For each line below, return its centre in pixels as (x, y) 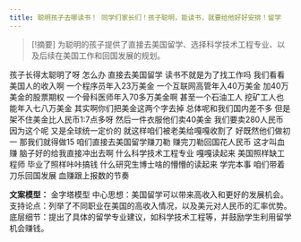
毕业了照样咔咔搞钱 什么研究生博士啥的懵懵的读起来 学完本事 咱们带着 (155, 164)
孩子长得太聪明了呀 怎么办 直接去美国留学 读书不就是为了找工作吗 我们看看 (147, 74)
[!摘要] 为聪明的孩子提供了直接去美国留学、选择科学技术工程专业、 (154, 44)
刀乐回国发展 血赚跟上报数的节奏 (69, 175)
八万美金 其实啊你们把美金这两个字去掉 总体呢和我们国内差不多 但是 (165, 108)
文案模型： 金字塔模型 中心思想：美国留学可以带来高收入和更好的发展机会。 (149, 194)
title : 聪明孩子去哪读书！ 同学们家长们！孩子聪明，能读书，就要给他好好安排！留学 (146, 17)
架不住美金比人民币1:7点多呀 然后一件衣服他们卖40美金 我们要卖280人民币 (146, 119)
